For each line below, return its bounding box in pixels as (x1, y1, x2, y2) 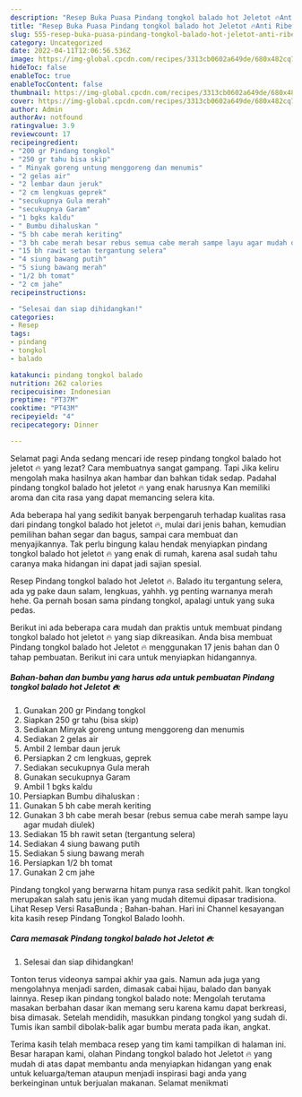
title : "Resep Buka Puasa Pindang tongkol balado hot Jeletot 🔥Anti (10, 22, 272, 30)
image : (10, 55, 35, 64)
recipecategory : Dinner (10, 420, 99, 429)
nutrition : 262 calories (10, 378, 103, 388)
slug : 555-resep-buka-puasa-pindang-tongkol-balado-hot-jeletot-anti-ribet (10, 30, 299, 39)
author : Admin (10, 105, 64, 114)
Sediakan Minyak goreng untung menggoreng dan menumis (22, 723, 246, 735)
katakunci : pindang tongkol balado (10, 370, 143, 379)
